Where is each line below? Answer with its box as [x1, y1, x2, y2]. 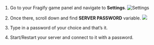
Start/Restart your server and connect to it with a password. [9, 34, 133, 40]
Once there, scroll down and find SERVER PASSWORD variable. [9, 15, 141, 21]
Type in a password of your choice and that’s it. [9, 25, 108, 30]
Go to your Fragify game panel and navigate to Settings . [9, 5, 126, 10]
